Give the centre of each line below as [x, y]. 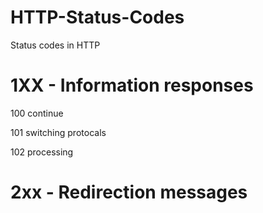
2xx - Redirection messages [129, 192]
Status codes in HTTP [55, 45]
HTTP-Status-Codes [97, 17]
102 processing [42, 152]
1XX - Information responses [132, 85]
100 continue [37, 113]
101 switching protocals [58, 132]
